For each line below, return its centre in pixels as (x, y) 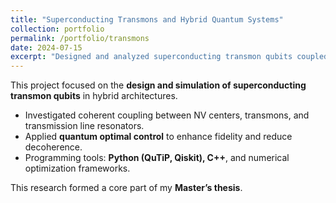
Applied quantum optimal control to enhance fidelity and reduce (158, 137)
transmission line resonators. (84, 126)
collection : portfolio (57, 29)
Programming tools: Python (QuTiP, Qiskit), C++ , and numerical (157, 158)
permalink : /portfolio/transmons (80, 38)
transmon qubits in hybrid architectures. (94, 96)
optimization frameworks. (77, 168)
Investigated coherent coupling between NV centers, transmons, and (167, 115)
